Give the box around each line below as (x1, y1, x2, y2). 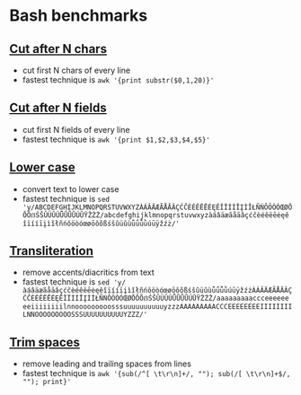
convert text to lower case (22, 183, 120, 194)
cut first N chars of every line (22, 65, 131, 75)
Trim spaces (9, 334, 81, 350)
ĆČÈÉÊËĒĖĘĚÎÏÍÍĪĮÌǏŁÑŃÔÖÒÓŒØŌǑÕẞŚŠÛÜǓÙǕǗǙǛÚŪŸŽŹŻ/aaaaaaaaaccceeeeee (22, 294, 289, 303)
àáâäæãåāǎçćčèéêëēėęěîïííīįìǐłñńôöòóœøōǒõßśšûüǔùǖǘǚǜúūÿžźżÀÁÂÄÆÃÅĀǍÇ (22, 286, 293, 295)
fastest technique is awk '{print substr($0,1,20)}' (22, 75, 215, 85)
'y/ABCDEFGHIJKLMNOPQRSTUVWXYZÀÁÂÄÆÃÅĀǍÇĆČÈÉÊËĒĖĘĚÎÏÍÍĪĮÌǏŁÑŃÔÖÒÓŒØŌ (22, 203, 293, 212)
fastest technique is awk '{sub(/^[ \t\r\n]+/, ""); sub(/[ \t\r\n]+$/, (22, 368, 291, 379)
